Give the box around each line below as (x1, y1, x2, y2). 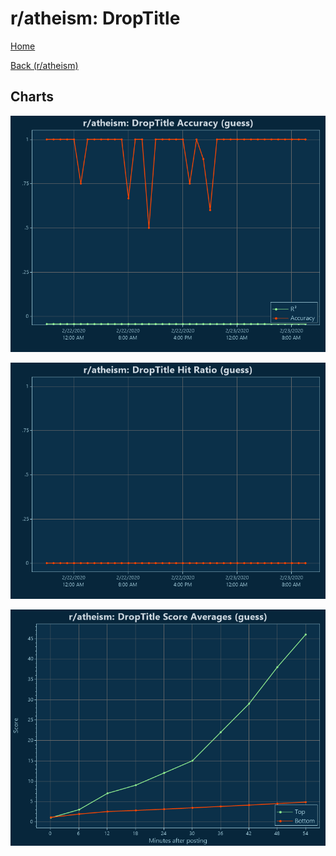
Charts (10, 88, 55, 106)
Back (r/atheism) (10, 59, 79, 71)
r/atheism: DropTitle (10, 7, 181, 30)
